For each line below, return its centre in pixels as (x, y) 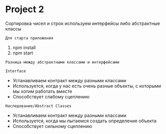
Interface (16, 71)
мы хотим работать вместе (42, 91)
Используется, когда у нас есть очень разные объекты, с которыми (87, 86)
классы (13, 28)
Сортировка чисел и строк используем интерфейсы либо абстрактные (83, 23)
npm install (24, 47)
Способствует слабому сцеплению (51, 96)
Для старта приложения (29, 38)
